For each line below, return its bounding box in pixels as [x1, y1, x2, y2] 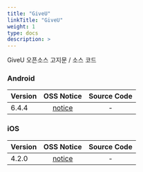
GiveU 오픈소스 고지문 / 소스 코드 [7, 56, 97, 64]
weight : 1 [7, 23, 36, 30]
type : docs [7, 29, 39, 37]
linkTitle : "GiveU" [7, 17, 64, 24]
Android [7, 74, 35, 83]
